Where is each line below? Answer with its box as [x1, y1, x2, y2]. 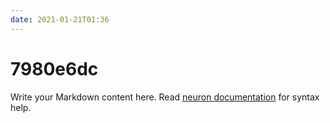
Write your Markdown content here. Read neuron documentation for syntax [10, 91, 320, 103]
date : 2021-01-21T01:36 [10, 14, 110, 25]
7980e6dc [10, 57, 99, 80]
